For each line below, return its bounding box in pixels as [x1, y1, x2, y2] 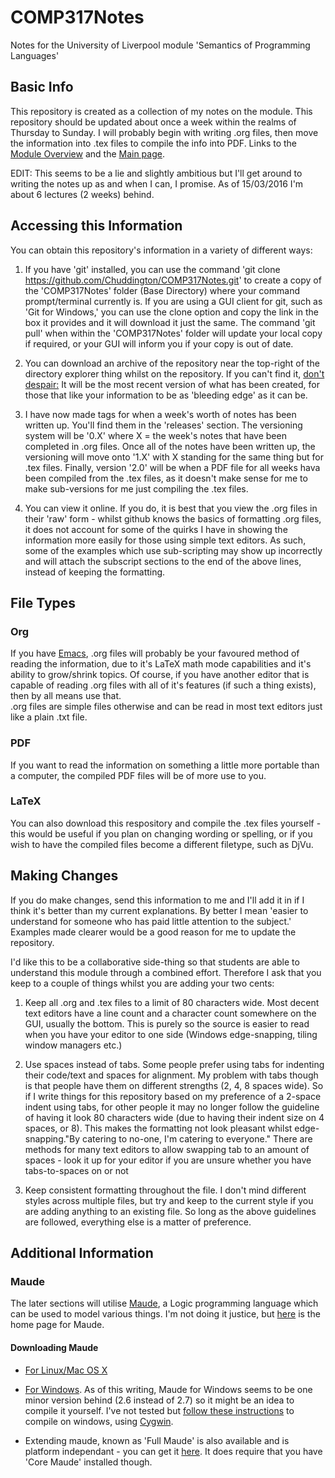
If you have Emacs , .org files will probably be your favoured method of [10, 647, 300, 660]
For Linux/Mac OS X [24, 1364, 108, 1376]
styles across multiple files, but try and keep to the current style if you [24, 1194, 314, 1206]
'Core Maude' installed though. [24, 1456, 153, 1468]
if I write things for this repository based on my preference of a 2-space [24, 1090, 322, 1102]
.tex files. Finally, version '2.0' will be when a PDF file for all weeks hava [24, 461, 321, 473]
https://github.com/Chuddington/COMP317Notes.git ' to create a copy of [24, 274, 322, 286]
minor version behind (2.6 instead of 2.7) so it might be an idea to [24, 1394, 295, 1406]
